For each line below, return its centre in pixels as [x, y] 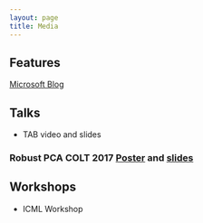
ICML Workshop [53, 209]
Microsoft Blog [37, 84]
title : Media [34, 26]
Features [35, 63]
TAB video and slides [62, 135]
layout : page [34, 18]
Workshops [43, 187]
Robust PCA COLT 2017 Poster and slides [101, 158]
